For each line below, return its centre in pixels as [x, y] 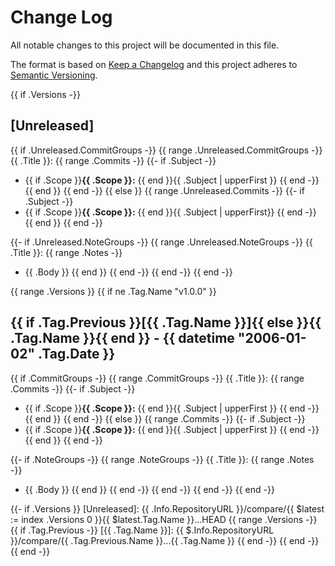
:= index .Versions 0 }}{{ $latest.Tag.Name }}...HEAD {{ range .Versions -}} [164, 519]
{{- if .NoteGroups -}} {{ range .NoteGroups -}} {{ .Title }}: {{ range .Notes [162, 459]
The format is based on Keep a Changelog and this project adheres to [154, 64]
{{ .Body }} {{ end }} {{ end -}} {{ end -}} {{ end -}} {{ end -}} [149, 489]
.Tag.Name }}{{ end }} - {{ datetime [122, 338]
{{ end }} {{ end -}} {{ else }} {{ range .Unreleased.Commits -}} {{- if [164, 190]
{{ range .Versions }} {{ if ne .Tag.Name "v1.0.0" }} [113, 291]
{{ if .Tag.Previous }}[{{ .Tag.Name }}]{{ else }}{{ [166, 322]
